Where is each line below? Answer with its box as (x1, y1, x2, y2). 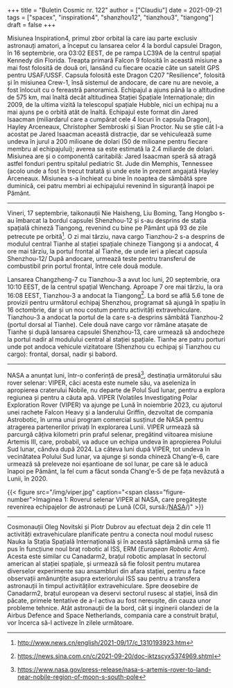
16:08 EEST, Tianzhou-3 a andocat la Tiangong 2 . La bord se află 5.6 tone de (7, 290, 224, 299)
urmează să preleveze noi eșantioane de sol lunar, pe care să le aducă (7, 460, 208, 468)
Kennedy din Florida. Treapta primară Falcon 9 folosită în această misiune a (7, 56, 223, 65)
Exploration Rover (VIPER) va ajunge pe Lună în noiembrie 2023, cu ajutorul (7, 401, 223, 409)
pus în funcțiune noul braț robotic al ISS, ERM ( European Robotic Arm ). (7, 544, 209, 553)
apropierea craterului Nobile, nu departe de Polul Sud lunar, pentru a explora (7, 385, 225, 394)
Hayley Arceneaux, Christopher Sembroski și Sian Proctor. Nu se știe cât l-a (7, 123, 224, 131)
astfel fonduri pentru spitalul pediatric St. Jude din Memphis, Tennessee (7, 160, 213, 167)
